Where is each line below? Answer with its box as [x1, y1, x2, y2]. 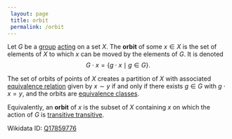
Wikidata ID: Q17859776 [7, 124, 77, 133]
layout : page [10, 10, 49, 18]
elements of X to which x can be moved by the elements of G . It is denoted [7, 50, 224, 58]
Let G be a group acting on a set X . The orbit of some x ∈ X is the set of [7, 43, 217, 51]
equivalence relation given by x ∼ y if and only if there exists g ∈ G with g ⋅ [7, 82, 226, 91]
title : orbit [10, 17, 49, 24]
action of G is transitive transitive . [7, 110, 105, 119]
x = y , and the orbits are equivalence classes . [7, 89, 139, 98]
